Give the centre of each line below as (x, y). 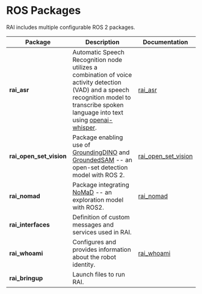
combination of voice (102, 75)
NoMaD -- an (92, 192)
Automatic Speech (99, 52)
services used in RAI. (102, 232)
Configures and (94, 242)
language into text (98, 112)
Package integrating (101, 184)
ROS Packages (44, 11)
